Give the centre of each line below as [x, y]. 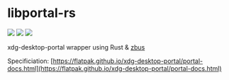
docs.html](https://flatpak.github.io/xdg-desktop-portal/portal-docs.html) [114, 68]
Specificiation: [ [30, 61]
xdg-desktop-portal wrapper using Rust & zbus [76, 47]
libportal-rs [42, 13]
